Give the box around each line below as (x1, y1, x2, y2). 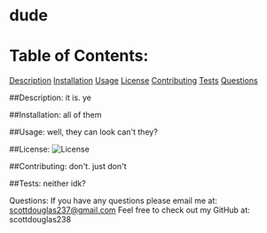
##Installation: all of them (9, 110, 102, 120)
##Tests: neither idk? (9, 178, 86, 189)
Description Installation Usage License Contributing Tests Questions (9, 75, 259, 86)
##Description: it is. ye (9, 92, 91, 103)
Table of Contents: (9, 46, 149, 66)
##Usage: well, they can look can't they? (9, 127, 158, 137)
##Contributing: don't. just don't (9, 161, 127, 172)
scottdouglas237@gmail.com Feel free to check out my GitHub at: (9, 205, 250, 215)
